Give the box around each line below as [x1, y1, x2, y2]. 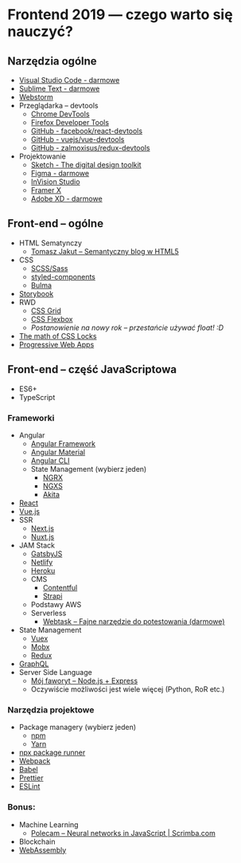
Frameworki [7, 412, 55, 423]
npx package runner [18, 747, 86, 758]
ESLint [18, 782, 41, 791]
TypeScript [18, 392, 56, 402]
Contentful [42, 583, 78, 592]
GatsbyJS [30, 548, 63, 559]
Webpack [18, 756, 51, 766]
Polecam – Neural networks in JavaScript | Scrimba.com [30, 828, 216, 838]
